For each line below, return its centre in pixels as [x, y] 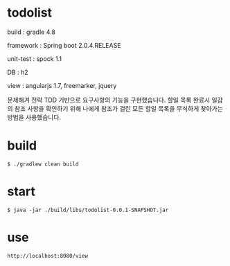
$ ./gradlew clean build [43, 164]
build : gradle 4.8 [31, 32]
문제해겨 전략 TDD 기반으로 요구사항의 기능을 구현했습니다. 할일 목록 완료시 [108, 100]
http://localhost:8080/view [48, 256]
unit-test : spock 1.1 [35, 59]
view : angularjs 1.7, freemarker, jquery [62, 85]
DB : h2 [18, 72]
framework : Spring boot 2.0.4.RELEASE [64, 45]
